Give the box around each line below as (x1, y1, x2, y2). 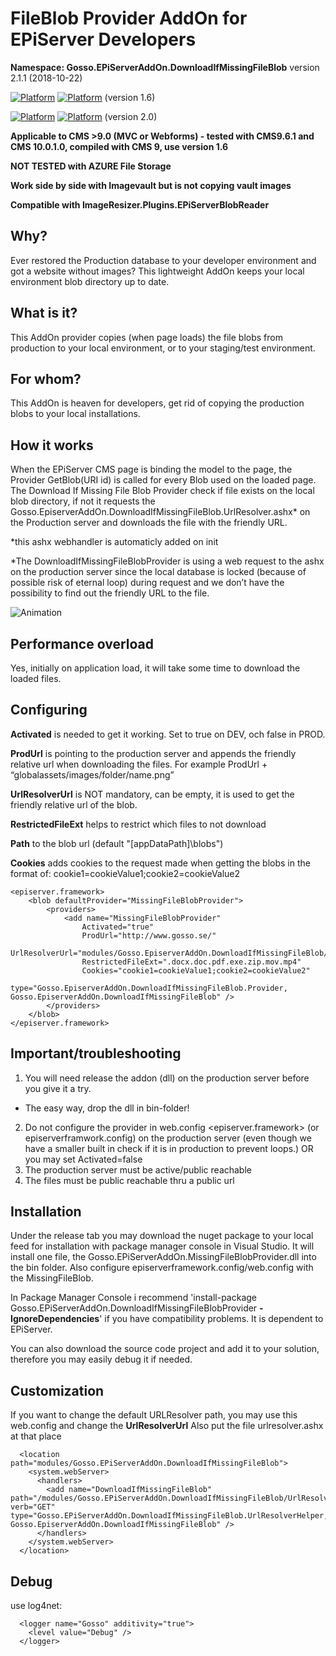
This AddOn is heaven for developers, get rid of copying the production (10, 397, 305, 409)
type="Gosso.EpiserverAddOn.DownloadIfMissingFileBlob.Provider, (10, 983, 288, 993)
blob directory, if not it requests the (10, 495, 156, 507)
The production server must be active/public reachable (24, 1163, 252, 1176)
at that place (10, 1430, 62, 1442)
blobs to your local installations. (10, 408, 141, 420)
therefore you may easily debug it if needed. (10, 1353, 193, 1366)
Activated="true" (81, 922, 155, 932)
